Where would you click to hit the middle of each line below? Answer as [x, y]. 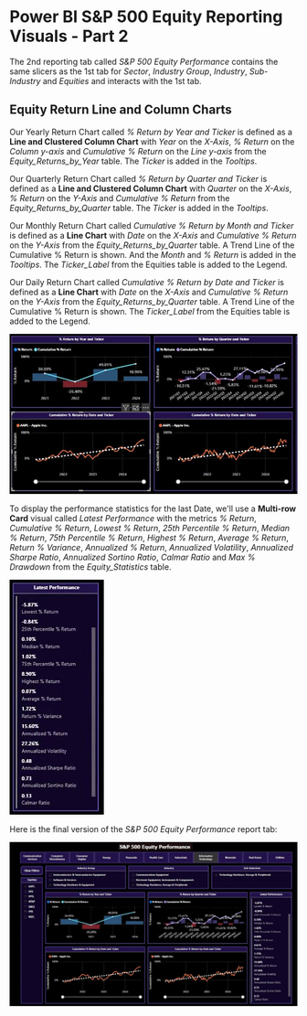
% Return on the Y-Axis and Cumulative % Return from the [120, 198]
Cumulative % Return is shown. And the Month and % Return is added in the [153, 254]
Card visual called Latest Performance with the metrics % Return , [133, 519]
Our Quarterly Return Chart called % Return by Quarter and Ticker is [138, 178]
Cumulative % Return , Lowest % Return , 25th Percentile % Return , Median [150, 529]
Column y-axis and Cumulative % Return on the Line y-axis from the [138, 151]
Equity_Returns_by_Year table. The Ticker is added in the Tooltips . [133, 161]
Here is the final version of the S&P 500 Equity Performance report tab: [143, 829]
